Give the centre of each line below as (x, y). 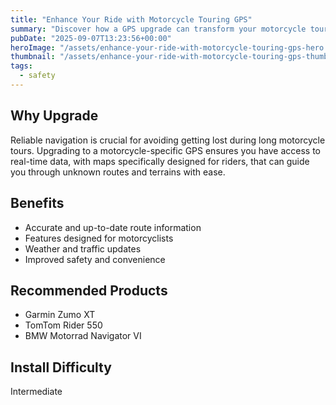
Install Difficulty (61, 367)
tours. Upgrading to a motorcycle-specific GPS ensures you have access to (165, 150)
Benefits (37, 203)
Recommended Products (89, 290)
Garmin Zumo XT (60, 315)
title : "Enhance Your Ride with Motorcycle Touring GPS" (131, 19)
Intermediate (36, 392)
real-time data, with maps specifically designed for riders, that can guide (160, 161)
